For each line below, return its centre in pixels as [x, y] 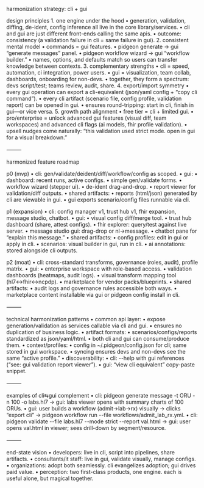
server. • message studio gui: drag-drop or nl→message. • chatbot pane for [102, 231]
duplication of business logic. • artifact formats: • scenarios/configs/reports [102, 332]
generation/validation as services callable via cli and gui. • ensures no [94, 326]
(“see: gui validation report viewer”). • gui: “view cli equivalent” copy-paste [100, 365]
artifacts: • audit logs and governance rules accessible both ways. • [92, 288]
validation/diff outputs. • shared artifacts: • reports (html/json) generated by [102, 193]
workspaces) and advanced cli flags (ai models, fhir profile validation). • [97, 124]
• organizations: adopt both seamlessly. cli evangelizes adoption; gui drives [101, 465]
